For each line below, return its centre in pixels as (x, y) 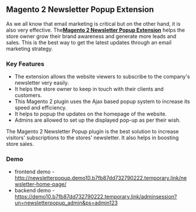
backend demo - (35, 190)
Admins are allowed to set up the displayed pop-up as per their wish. (97, 120)
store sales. (20, 144)
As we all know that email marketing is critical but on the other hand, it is (93, 23)
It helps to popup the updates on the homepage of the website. (91, 114)
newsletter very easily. (42, 83)
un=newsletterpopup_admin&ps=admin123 (66, 203)
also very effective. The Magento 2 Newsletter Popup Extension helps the (96, 30)
